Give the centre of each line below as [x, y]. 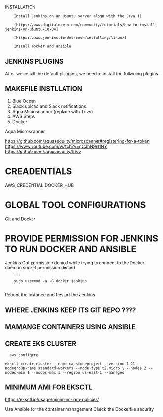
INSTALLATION [20, 7]
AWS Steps [24, 116]
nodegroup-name [21, 368]
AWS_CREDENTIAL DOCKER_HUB [40, 185]
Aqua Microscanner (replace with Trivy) [52, 111]
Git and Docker [20, 219]
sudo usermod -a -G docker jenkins [50, 281]
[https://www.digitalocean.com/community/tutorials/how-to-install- [86, 25]
